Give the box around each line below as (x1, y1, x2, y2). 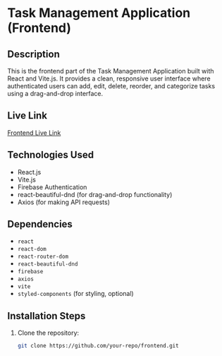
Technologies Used (7, 149, 94, 161)
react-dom (17, 246, 47, 253)
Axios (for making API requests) (17, 198, 111, 206)
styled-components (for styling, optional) (17, 290, 134, 298)
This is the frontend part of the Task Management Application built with (7, 67, 214, 75)
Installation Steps (7, 309, 86, 322)
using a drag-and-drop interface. (7, 90, 104, 97)
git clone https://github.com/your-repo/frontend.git (17, 343, 179, 350)
